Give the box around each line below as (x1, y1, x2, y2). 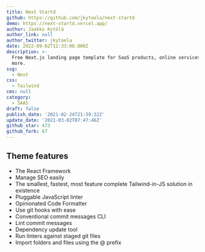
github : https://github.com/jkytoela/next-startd (6, 15, 135, 21)
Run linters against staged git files (15, 232, 101, 239)
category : (6, 94, 32, 100)
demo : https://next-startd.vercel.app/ (6, 20, 108, 26)
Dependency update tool (15, 226, 78, 233)
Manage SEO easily (15, 174, 65, 181)
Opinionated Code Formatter (15, 199, 87, 207)
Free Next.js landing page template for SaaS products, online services (12, 54, 201, 61)
